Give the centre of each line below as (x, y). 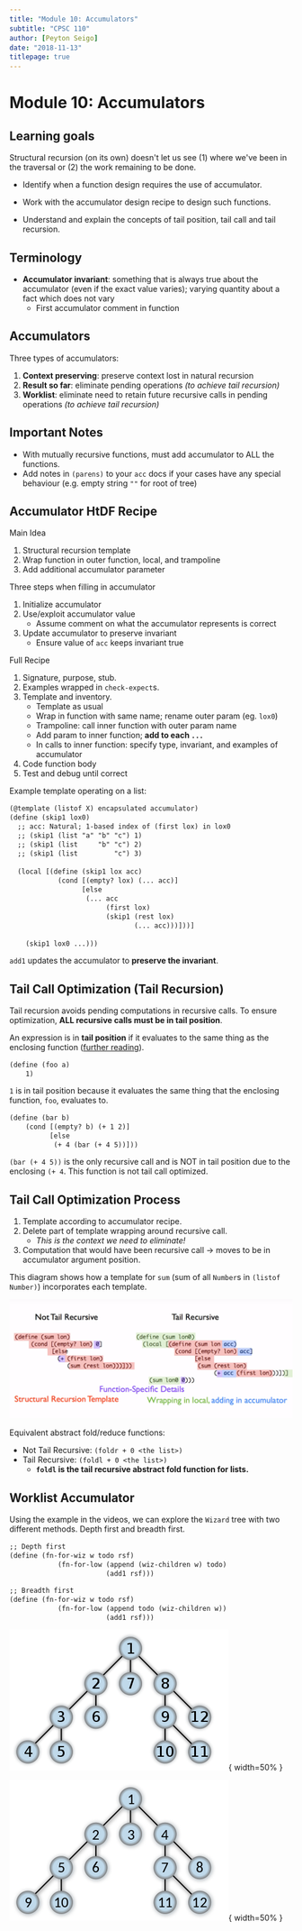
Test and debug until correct (75, 773)
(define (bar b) (40, 1118)
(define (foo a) (40, 1065)
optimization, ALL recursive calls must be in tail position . (116, 1020)
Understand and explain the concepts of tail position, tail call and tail (149, 220)
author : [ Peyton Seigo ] (54, 38)
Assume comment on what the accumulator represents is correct (156, 624)
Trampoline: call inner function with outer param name (136, 726)
